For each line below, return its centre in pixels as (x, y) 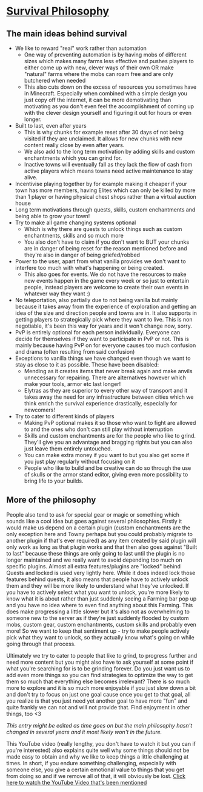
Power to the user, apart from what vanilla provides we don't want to (100, 261)
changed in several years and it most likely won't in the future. (84, 732)
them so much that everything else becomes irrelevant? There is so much (98, 681)
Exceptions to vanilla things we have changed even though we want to (103, 358)
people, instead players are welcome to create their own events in (106, 287)
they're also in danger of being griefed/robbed (82, 255)
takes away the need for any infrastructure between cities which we (109, 397)
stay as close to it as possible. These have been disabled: (87, 365)
